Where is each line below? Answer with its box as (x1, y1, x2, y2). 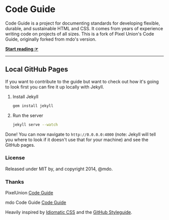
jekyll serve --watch (12, 122, 58, 127)
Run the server (12, 112, 44, 119)
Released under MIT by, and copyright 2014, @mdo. (5, 166, 113, 172)
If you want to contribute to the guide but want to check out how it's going (5, 78, 159, 84)
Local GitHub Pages (5, 65, 68, 74)
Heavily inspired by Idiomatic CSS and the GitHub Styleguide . (5, 209, 132, 215)
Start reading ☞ (5, 46, 39, 52)
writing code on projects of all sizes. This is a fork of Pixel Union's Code (5, 31, 154, 37)
